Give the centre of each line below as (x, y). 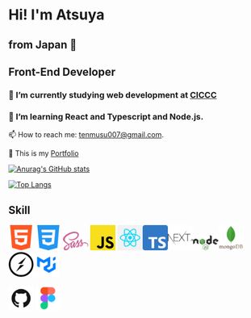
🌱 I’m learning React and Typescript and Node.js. (106, 116)
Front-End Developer (62, 71)
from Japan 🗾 (43, 45)
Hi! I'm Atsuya (56, 15)
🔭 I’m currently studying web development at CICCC (113, 94)
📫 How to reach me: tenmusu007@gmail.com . (86, 135)
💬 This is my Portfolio (44, 153)
